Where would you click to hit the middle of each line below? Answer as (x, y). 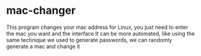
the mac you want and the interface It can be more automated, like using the (100, 33)
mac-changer (41, 11)
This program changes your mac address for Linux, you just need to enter (97, 27)
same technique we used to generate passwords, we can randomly (89, 40)
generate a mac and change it (43, 46)
